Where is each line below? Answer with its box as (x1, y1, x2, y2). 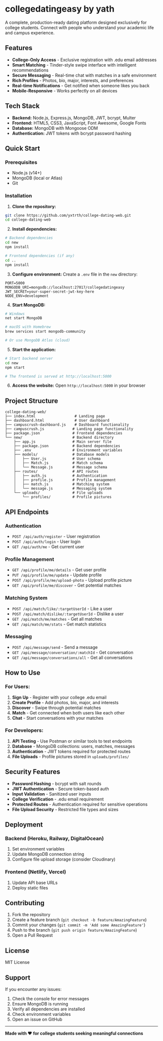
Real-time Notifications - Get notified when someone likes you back (12, 83, 149, 88)
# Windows (5, 311, 25, 316)
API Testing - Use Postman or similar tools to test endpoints (12, 738, 132, 744)
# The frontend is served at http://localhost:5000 (5, 374, 112, 379)
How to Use (5, 669, 41, 677)
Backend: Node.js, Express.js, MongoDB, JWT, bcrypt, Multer (12, 115, 136, 121)
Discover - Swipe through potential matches (12, 705, 101, 711)
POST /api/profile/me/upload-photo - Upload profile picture (12, 577, 132, 583)
